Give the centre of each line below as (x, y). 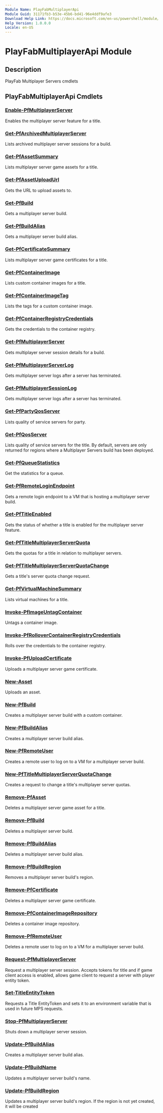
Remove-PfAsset (25, 797)
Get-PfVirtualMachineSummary (43, 589)
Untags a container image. (32, 623)
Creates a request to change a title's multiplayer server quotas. (68, 785)
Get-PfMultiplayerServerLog (40, 365)
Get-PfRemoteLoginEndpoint (40, 486)
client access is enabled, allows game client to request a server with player (80, 975)
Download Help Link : (26, 18)
